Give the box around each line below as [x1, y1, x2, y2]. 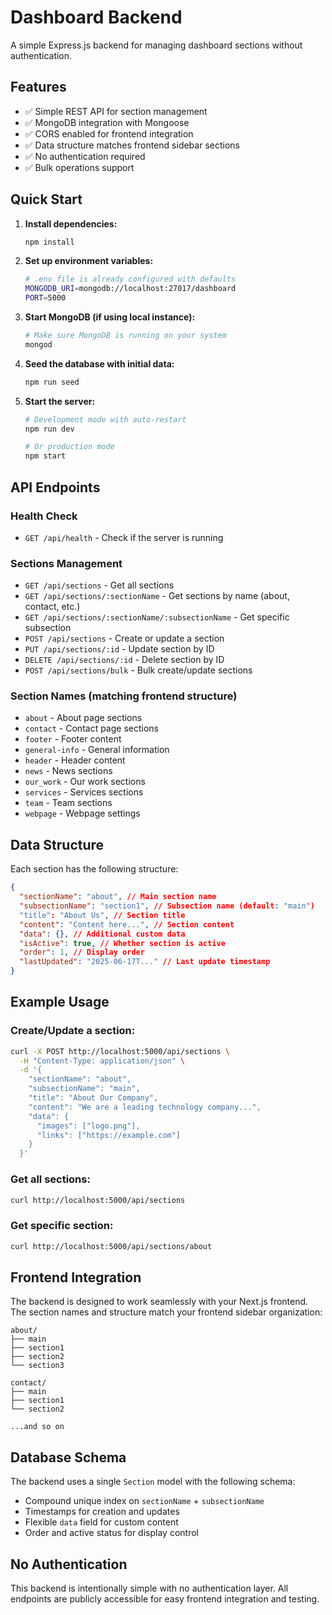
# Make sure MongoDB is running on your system [24, 331, 227, 341]
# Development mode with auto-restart [24, 414, 187, 425]
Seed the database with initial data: [24, 357, 175, 370]
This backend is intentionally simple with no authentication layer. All [10, 1582, 289, 1594]
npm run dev [24, 424, 75, 434]
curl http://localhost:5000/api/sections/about [10, 1241, 213, 1251]
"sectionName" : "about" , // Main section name [19, 892, 217, 902]
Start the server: [24, 395, 96, 407]
